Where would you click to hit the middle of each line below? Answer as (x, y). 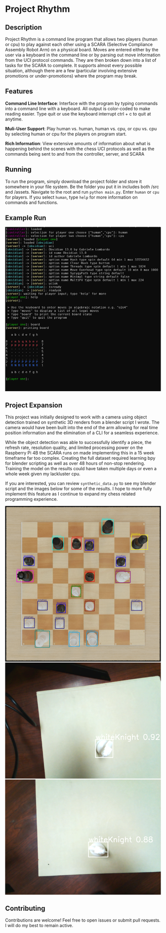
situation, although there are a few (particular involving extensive (71, 71)
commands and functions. (32, 202)
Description (23, 27)
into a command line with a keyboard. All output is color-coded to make (78, 108)
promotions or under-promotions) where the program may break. (71, 76)
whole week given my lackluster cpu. (43, 474)
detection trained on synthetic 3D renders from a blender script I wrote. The (82, 422)
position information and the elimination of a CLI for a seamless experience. (82, 433)
